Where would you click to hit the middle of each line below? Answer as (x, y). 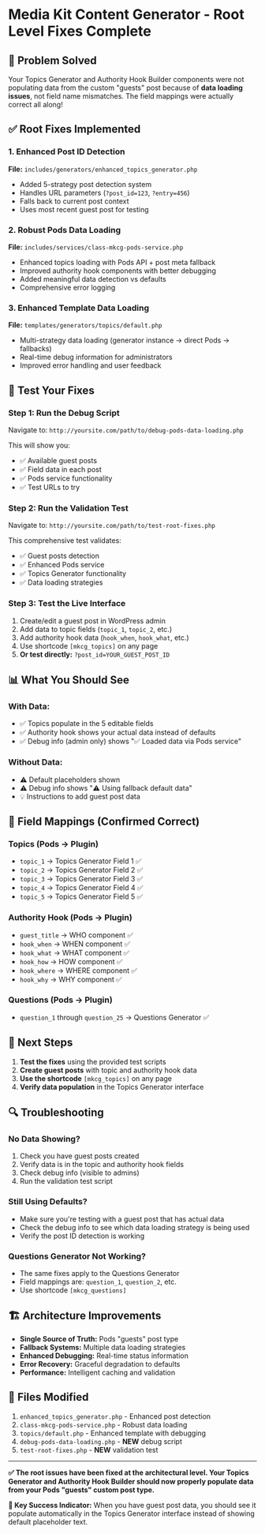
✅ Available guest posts (58, 460)
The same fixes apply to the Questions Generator (99, 1273)
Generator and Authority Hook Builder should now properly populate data (131, 1481)
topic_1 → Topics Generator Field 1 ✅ (80, 861)
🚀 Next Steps (41, 1043)
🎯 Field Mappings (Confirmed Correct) (104, 821)
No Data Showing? (44, 1139)
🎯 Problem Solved (52, 60)
